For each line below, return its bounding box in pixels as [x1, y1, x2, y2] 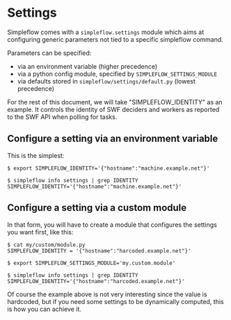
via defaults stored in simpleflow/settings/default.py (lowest [17, 77, 196, 85]
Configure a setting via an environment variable [7, 133, 218, 145]
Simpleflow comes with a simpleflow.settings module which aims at [7, 28, 205, 36]
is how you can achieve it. [7, 305, 82, 313]
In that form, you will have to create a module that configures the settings [7, 221, 217, 229]
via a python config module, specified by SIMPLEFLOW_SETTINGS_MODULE [17, 70, 218, 78]
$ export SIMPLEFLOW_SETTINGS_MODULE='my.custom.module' [7, 259, 176, 266]
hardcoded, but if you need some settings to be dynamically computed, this [7, 297, 224, 305]
